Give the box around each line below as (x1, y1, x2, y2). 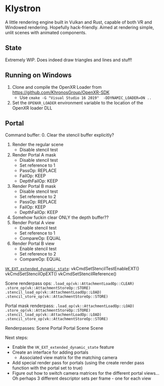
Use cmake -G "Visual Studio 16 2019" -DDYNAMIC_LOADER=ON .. (19, 94, 152, 101)
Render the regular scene (12, 142, 64, 148)
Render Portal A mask (12, 152, 56, 158)
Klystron (5, 3, 41, 14)
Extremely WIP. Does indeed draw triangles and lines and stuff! (5, 57, 132, 63)
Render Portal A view (12, 220, 55, 226)
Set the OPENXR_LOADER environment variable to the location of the (12, 100, 143, 105)
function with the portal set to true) (12, 365, 83, 371)
